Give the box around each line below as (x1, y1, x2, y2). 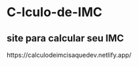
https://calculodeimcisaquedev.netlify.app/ (6, 51, 132, 59)
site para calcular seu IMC (6, 32, 125, 44)
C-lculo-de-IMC (6, 4, 103, 20)
